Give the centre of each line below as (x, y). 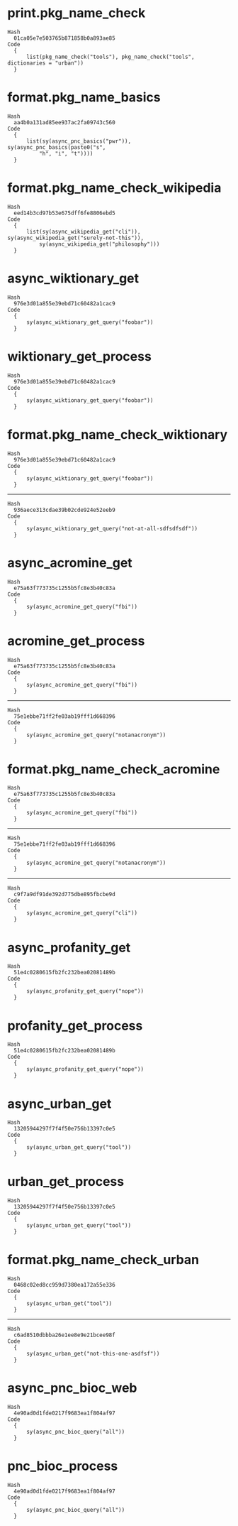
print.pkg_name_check (76, 13)
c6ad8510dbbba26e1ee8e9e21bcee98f (64, 1335)
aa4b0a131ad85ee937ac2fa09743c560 (64, 122)
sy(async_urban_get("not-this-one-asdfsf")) (93, 1354)
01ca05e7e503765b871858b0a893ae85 (64, 38)
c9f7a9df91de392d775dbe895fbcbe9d (64, 895)
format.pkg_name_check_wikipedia (114, 188)
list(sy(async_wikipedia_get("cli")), (83, 231)
